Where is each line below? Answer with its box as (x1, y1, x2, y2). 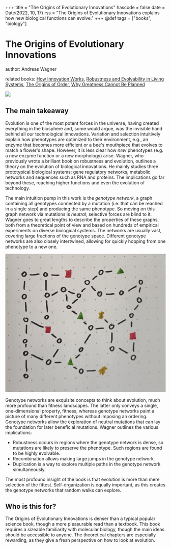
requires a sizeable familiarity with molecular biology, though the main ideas (5, 527, 164, 533)
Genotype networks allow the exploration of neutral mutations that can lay (5, 419, 161, 425)
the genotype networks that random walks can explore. (5, 487, 121, 494)
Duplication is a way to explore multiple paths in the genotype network (12, 461, 161, 468)
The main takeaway (5, 106, 69, 115)
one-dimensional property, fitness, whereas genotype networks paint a (5, 408, 155, 414)
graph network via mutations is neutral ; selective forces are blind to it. (5, 211, 152, 217)
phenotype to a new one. (5, 243, 58, 250)
